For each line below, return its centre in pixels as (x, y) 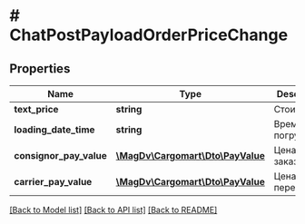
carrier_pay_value (53, 182)
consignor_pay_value (60, 156)
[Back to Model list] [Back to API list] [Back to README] (113, 210)
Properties (40, 68)
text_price (36, 109)
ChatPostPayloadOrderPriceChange (149, 35)
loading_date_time (54, 130)
